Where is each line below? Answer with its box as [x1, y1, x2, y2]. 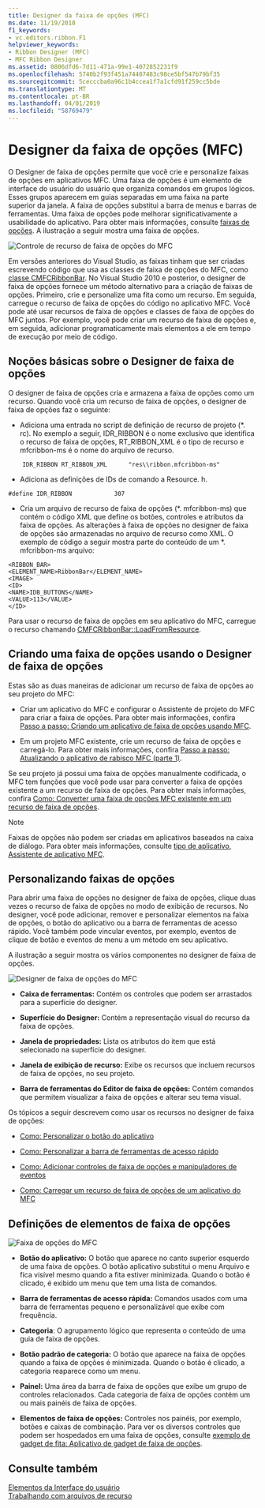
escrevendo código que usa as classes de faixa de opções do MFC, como [8, 264, 248, 274]
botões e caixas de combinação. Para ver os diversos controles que [19, 1422, 241, 1431]
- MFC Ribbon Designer [8, 56, 83, 64]
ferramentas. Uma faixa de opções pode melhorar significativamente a [8, 208, 238, 218]
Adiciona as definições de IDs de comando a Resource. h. [19, 475, 207, 484]
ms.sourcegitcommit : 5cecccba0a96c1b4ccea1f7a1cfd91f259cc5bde [8, 77, 221, 85]
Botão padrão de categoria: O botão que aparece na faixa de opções [19, 1349, 246, 1359]
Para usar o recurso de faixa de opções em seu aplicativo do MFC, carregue [8, 616, 256, 625]
